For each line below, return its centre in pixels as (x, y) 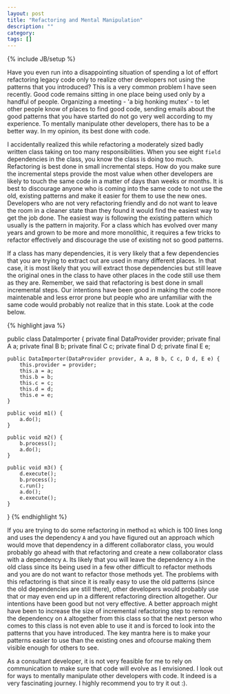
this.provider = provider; (58, 365)
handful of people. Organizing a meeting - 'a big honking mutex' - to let (108, 102)
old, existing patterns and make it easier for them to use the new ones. (107, 196)
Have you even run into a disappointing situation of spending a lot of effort (113, 73)
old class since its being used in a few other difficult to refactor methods (109, 567)
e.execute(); (38, 498)
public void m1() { (35, 413)
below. (17, 312)
